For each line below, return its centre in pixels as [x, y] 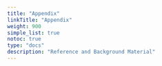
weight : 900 [24, 26]
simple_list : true [33, 33]
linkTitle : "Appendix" [40, 20]
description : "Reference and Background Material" [81, 52]
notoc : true [24, 39]
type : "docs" [26, 45]
